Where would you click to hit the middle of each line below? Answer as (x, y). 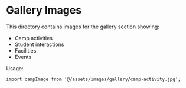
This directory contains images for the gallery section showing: (83, 27)
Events (23, 57)
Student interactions (39, 44)
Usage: (15, 68)
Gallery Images (44, 10)
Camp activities (34, 38)
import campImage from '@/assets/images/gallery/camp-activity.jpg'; (94, 79)
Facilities (25, 50)
